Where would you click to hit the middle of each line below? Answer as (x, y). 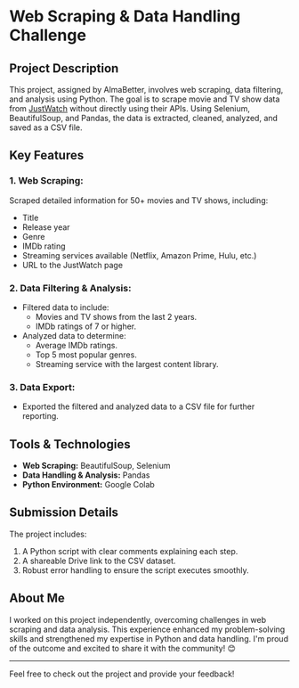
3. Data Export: (42, 387)
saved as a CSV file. (46, 127)
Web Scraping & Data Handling (125, 16)
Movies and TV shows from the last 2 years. (116, 316)
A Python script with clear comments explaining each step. (130, 551)
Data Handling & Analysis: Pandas (86, 475)
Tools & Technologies (70, 444)
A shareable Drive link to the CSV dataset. (99, 561)
